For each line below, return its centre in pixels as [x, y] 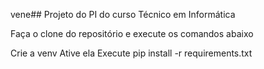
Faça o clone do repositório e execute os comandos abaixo [132, 33]
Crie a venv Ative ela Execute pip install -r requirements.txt [131, 53]
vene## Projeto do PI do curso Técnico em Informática [123, 14]
